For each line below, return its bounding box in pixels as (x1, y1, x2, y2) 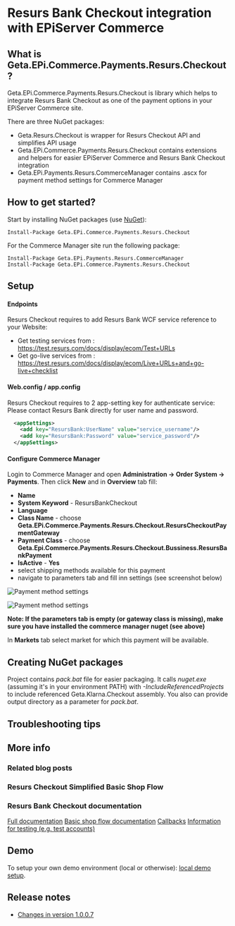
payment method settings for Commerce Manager (17, 176, 163, 184)
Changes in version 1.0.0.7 (17, 910, 94, 918)
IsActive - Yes (17, 559, 60, 567)
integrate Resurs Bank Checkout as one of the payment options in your (7, 97, 212, 104)
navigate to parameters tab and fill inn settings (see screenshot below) (17, 573, 223, 583)
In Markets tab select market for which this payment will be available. (7, 636, 209, 645)
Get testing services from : (17, 336, 95, 345)
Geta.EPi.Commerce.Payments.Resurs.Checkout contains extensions (17, 146, 217, 154)
